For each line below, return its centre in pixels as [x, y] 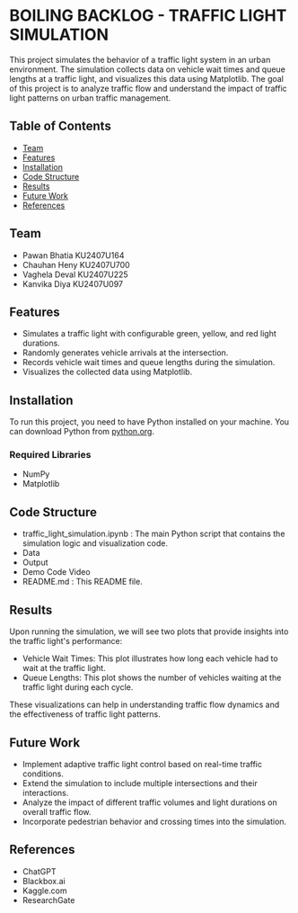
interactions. [45, 792]
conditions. [43, 774]
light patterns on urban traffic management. [90, 98]
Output [35, 562]
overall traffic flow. [57, 811]
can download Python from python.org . [82, 432]
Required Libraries [50, 455]
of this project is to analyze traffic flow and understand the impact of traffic [148, 88]
